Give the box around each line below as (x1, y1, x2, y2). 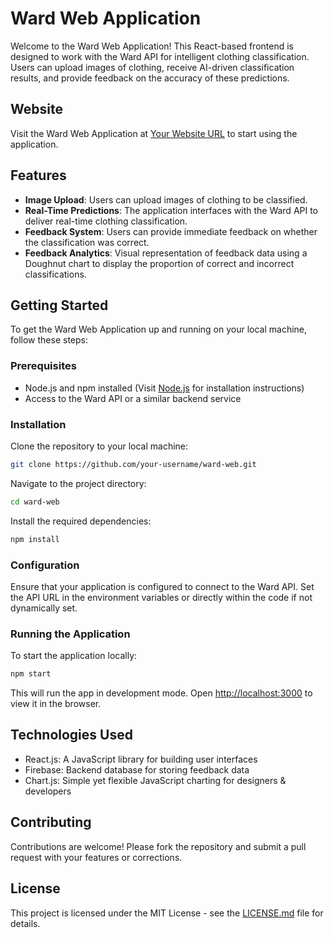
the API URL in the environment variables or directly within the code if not (10, 591, 313, 603)
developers (24, 785, 72, 797)
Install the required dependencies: (10, 515, 152, 527)
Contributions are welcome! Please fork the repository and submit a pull (10, 840, 307, 852)
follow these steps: (10, 334, 88, 346)
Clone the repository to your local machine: (10, 440, 189, 452)
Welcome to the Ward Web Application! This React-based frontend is (10, 40, 294, 52)
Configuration (10, 558, 80, 572)
